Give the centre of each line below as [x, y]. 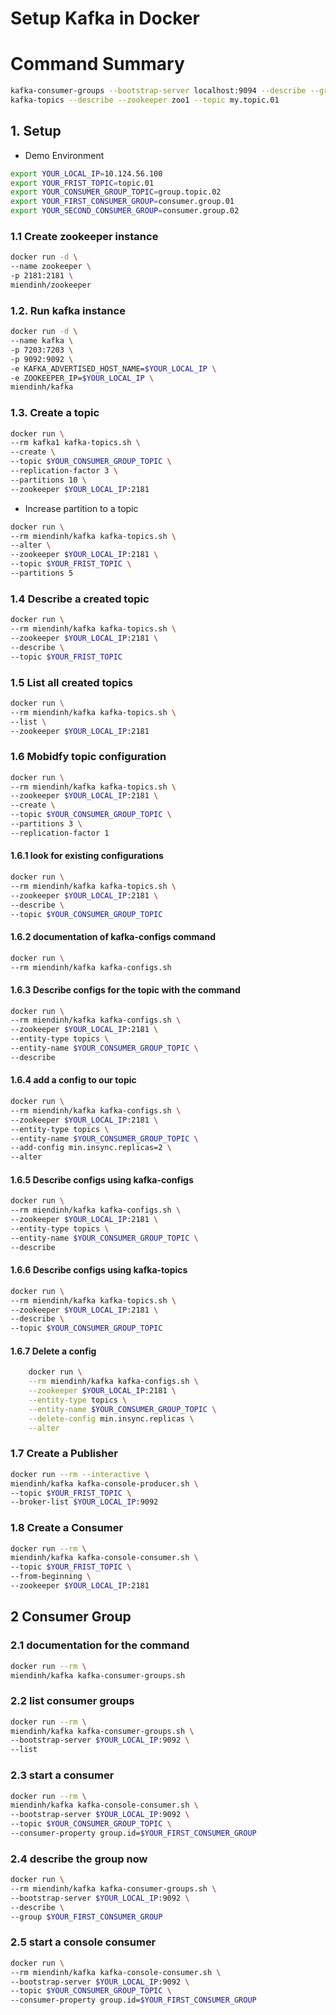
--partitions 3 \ [46, 824]
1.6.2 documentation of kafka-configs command [113, 937]
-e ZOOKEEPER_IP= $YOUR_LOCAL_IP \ [82, 378]
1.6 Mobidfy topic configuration [88, 757]
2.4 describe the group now [79, 1859]
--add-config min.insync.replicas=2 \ [91, 1148]
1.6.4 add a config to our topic [73, 1080]
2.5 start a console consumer [83, 1942]
